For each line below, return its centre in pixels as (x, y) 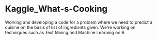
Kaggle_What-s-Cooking (56, 9)
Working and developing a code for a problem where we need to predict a (79, 22)
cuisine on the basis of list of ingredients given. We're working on (70, 27)
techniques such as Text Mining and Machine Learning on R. (65, 32)
